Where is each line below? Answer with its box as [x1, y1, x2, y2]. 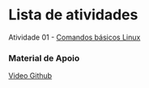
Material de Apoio [8, 52, 80, 64]
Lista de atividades [8, 6, 138, 24]
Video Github [8, 71, 53, 81]
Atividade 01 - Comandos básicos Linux [8, 32, 141, 42]
